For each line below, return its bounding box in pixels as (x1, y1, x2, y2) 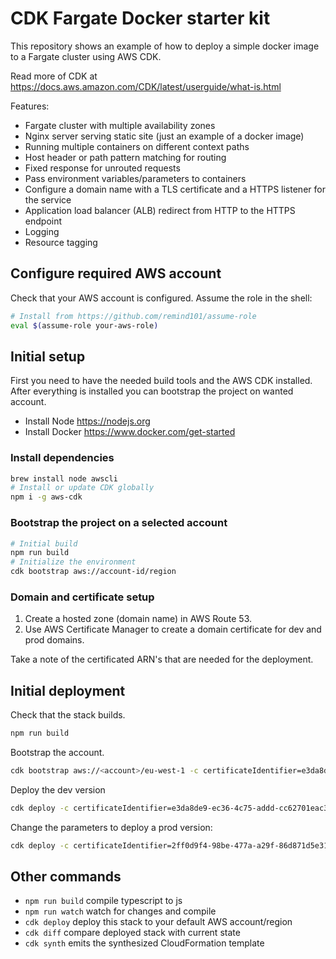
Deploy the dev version (10, 783, 106, 796)
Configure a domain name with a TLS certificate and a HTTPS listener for (24, 183, 326, 195)
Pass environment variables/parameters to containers (24, 172, 247, 184)
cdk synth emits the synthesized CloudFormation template (24, 937, 265, 949)
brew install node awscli (10, 473, 118, 484)
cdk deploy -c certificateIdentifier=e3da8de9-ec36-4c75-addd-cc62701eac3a (10, 803, 333, 813)
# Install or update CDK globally (10, 483, 155, 493)
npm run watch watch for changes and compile (24, 905, 217, 917)
